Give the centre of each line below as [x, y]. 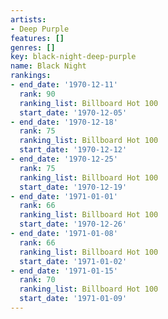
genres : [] [33, 47]
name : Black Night [48, 66]
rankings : [31, 76]
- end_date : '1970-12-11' [64, 85]
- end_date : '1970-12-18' [64, 122]
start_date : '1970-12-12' [73, 150]
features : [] [37, 38]
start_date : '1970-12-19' [73, 187]
